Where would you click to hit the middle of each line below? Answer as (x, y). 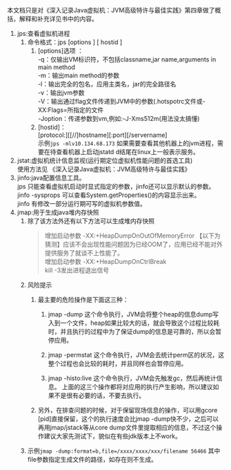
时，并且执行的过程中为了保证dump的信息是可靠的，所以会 (132, 331)
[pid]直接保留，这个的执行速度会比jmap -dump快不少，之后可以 (128, 419)
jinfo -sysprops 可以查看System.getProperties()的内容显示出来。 (109, 195)
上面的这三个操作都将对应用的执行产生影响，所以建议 (138, 387)
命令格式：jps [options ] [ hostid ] (75, 42)
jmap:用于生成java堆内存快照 (58, 212)
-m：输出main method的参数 (79, 75)
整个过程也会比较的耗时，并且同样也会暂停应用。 (118, 364)
